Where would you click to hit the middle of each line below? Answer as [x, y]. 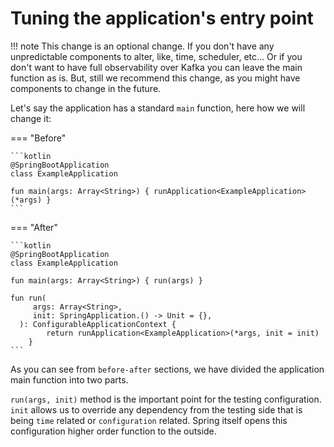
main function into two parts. [69, 379]
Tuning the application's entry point [162, 18]
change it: [31, 118]
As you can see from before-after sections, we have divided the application [167, 369]
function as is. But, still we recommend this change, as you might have [155, 78]
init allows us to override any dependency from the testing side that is [156, 409]
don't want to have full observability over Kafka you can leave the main [156, 67]
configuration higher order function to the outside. [113, 431]
